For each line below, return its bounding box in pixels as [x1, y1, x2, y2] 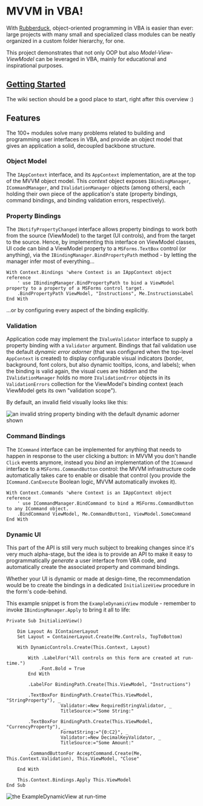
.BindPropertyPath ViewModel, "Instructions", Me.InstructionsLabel [17, 291, 194, 297]
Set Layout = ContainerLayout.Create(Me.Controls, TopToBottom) [17, 634, 183, 640]
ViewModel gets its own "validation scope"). [6, 387, 117, 395]
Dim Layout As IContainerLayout [17, 628, 99, 634]
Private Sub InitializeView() [6, 618, 83, 624]
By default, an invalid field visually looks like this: [6, 399, 128, 406]
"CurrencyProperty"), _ [6, 724, 67, 730]
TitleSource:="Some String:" [60, 708, 135, 714]
